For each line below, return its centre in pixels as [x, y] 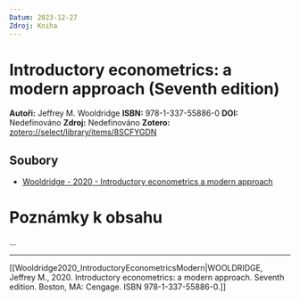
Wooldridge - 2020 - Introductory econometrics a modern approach [148, 182]
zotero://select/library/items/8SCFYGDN [83, 132]
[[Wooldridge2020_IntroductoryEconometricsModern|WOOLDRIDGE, [136, 268]
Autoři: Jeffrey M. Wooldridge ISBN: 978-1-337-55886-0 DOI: [124, 113]
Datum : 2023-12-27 [43, 17]
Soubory [34, 160]
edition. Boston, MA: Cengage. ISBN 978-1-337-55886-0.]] [117, 287]
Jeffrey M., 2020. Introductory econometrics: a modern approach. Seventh [147, 278]
